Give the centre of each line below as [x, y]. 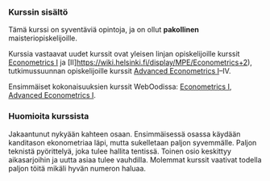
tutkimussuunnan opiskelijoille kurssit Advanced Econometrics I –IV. [120, 71]
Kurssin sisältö [38, 12]
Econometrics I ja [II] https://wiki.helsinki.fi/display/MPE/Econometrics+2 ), [130, 62]
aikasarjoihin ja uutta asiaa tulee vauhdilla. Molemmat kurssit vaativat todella [135, 159]
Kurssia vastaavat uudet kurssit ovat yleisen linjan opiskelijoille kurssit [124, 54]
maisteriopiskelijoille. [43, 38]
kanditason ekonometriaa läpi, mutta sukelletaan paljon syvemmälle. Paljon [133, 142]
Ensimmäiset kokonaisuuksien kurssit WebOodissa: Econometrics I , [120, 86]
